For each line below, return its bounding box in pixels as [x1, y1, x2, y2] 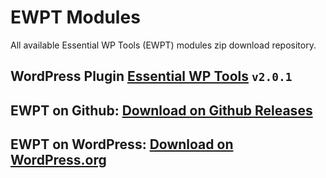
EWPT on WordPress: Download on [10, 136, 234, 153]
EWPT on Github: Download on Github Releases [10, 102, 313, 119]
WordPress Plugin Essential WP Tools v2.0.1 [10, 68, 293, 85]
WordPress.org [10, 152, 107, 169]
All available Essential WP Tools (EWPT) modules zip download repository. [10, 39, 317, 51]
